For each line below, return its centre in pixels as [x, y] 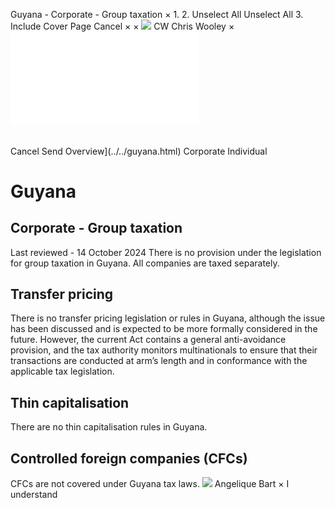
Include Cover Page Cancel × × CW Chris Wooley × [122, 26]
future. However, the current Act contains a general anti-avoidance [148, 340]
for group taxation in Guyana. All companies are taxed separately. [145, 263]
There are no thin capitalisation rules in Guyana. [109, 427]
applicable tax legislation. [62, 371]
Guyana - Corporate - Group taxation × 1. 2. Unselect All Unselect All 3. [157, 14]
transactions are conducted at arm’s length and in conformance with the [159, 361]
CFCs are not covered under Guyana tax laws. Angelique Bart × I [150, 484]
